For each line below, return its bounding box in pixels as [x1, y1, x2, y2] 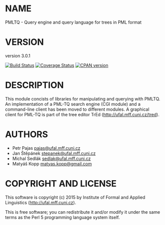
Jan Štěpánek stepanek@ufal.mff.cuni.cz [12, 150, 96, 156]
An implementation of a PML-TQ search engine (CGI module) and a [5, 101, 141, 107]
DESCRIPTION [5, 80, 64, 91]
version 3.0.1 [5, 53, 31, 59]
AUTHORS [5, 129, 48, 140]
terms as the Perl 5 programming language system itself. [5, 214, 120, 220]
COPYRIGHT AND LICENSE [5, 178, 117, 189]
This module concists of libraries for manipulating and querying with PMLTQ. [5, 96, 161, 101]
